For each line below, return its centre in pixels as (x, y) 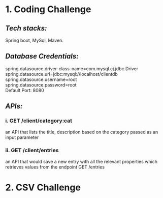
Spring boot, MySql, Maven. (34, 40)
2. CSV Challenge (43, 187)
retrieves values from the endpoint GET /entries (55, 167)
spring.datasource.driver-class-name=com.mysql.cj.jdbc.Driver (72, 68)
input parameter (22, 137)
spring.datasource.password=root (41, 84)
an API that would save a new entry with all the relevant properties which (81, 161)
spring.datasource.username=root (41, 79)
